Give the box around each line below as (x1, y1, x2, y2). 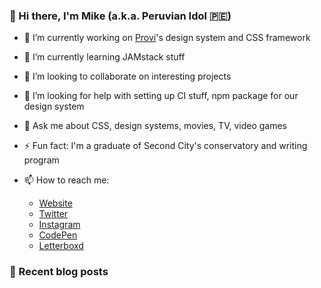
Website (38, 197, 73, 209)
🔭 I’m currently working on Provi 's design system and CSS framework (23, 32, 311, 44)
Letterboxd (38, 240, 84, 252)
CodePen (38, 229, 78, 241)
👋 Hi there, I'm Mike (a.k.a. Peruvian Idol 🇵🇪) (9, 9, 232, 23)
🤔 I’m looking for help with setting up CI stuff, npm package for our (23, 90, 299, 102)
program (23, 154, 60, 166)
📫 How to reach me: (23, 174, 110, 186)
